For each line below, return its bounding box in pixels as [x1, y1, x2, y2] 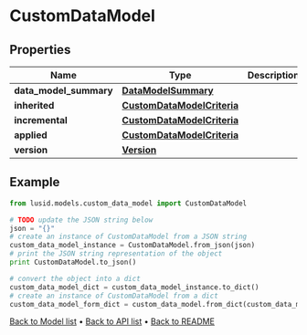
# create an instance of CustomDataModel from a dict [9, 291, 219, 300]
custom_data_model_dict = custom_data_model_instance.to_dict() [9, 282, 259, 292]
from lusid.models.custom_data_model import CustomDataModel [9, 198, 248, 208]
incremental [14, 114, 69, 126]
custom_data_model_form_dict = [9, 299, 129, 309]
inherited [14, 99, 55, 111]
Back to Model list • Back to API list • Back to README [9, 316, 215, 327]
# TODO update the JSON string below [9, 215, 153, 225]
